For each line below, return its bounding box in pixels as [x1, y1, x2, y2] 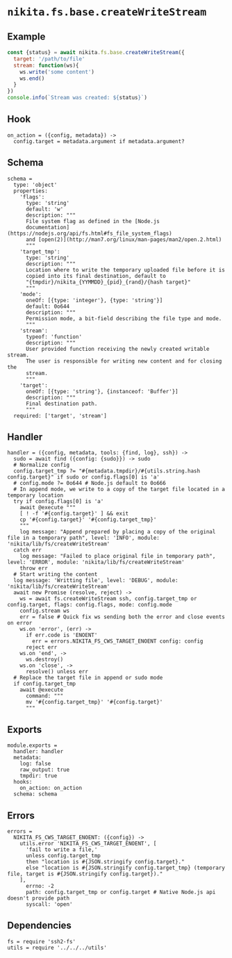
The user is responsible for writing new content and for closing [25, 357, 222, 365]
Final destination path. [25, 400, 98, 407]
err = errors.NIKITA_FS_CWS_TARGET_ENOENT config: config [32, 638, 204, 645]
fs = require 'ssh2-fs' [7, 938, 76, 945]
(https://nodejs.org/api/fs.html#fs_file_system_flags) [7, 230, 172, 237]
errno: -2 [25, 883, 54, 890]
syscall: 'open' [25, 901, 73, 908]
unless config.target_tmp [25, 852, 101, 859]
